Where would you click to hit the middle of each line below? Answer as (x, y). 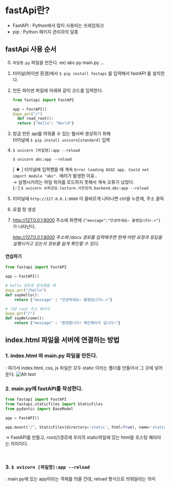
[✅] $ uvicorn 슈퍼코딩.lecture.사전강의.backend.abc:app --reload (80, 188)
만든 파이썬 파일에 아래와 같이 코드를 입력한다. (58, 90)
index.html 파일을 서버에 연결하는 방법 (62, 340)
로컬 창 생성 (24, 210)
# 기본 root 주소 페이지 (28, 309)
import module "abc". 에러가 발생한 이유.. (55, 176)
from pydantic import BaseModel (39, 409)
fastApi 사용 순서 (31, 49)
